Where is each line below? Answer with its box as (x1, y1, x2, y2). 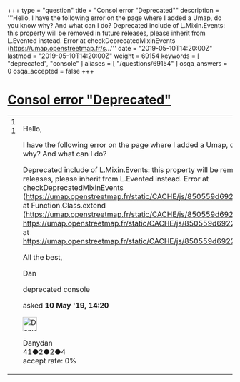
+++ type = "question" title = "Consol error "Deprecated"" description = (7, 6, 220, 14)
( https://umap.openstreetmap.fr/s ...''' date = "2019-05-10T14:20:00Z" (7, 44, 213, 52)
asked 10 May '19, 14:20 (22, 300, 109, 310)
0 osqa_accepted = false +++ (7, 67, 94, 75)
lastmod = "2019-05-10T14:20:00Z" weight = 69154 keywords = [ (7, 51, 200, 60)
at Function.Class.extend (22, 200, 106, 210)
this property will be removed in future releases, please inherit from (7, 29, 206, 37)
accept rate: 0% (22, 356, 77, 366)
